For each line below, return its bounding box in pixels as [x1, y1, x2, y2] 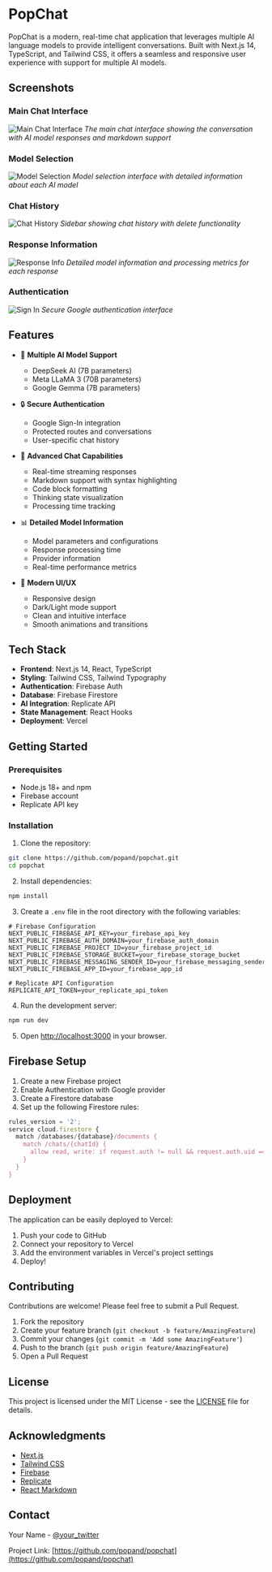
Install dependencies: [19, 876, 92, 886]
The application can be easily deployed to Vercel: [8, 1215, 173, 1224]
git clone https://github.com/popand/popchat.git [8, 854, 180, 862]
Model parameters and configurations [32, 536, 159, 546]
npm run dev [8, 1017, 49, 1025]
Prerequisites [8, 764, 62, 775]
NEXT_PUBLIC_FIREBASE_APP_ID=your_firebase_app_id [8, 965, 183, 974]
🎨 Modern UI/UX [19, 577, 77, 587]
